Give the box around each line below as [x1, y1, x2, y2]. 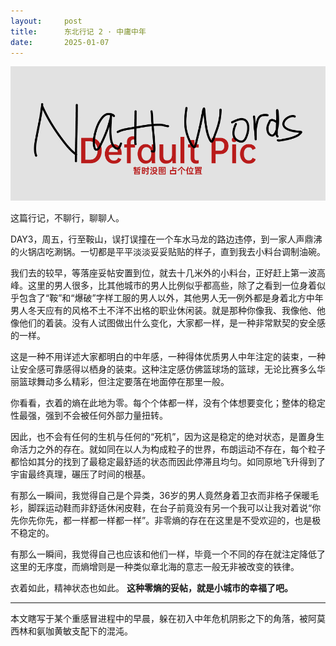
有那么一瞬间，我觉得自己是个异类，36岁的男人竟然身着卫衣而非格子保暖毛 [10, 489, 320, 501]
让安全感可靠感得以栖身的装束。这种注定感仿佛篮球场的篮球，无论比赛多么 [10, 363, 317, 375]
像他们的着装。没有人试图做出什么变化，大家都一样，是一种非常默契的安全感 [10, 316, 326, 329]
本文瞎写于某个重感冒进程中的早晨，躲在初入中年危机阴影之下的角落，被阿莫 [10, 612, 326, 624]
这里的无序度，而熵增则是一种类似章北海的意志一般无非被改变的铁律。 [10, 560, 300, 572]
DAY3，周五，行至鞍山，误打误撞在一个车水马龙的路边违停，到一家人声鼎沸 [10, 233, 323, 245]
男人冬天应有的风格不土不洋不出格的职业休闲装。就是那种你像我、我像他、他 [10, 304, 326, 316]
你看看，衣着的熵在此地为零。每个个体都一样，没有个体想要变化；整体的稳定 [10, 396, 326, 409]
